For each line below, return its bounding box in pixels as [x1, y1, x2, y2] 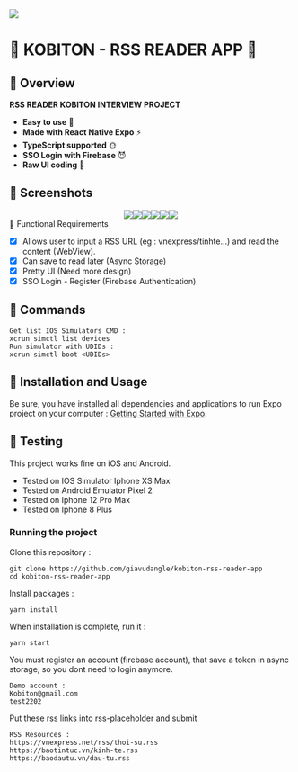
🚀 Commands [9, 302, 86, 318]
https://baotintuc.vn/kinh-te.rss [9, 746, 139, 755]
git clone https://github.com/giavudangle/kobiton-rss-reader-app [9, 564, 263, 573]
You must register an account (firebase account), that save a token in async [9, 654, 289, 665]
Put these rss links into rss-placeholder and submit [9, 713, 197, 723]
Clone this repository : [9, 546, 92, 557]
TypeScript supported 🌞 [22, 139, 117, 150]
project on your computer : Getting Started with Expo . [9, 408, 208, 418]
